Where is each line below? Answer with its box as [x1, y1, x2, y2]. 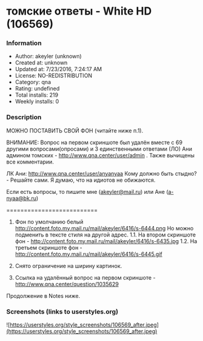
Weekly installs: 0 [15, 98, 59, 105]
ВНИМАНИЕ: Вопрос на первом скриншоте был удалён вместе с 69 [6, 139, 183, 146]
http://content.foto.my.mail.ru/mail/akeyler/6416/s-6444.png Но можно [15, 224, 194, 232]
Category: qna [15, 78, 52, 86]
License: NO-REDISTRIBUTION [15, 72, 93, 80]
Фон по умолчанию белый [15, 218, 84, 226]
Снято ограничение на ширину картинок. [15, 262, 122, 269]
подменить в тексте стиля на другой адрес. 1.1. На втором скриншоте [15, 231, 196, 238]
